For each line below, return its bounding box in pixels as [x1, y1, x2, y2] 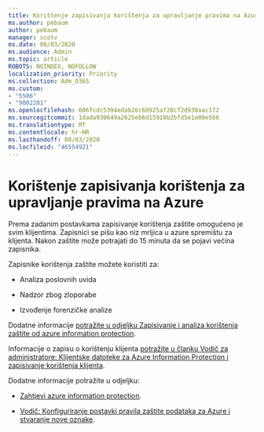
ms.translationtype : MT [8, 121, 86, 129]
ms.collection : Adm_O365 [8, 77, 90, 85]
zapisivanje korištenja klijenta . [8, 361, 105, 370]
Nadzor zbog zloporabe [19, 290, 97, 299]
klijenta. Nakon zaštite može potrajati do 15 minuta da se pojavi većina [8, 236, 235, 246]
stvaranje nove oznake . [19, 415, 96, 424]
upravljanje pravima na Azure [8, 193, 204, 211]
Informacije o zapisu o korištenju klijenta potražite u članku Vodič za [8, 344, 229, 353]
